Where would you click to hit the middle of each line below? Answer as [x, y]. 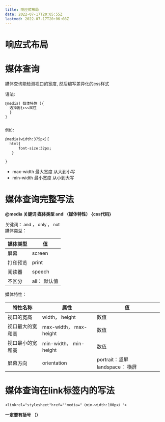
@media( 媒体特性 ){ [25, 103]
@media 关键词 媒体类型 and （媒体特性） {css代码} [58, 214]
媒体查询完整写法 [40, 199]
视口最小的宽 [23, 343]
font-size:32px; [35, 148]
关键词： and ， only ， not [32, 225]
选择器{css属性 [23, 108]
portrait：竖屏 [112, 360]
